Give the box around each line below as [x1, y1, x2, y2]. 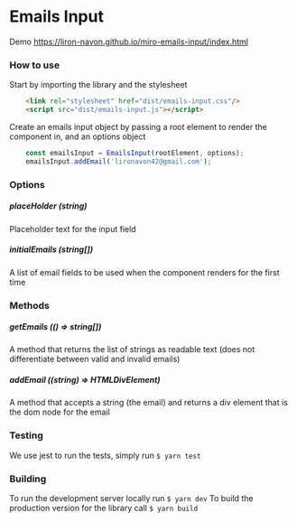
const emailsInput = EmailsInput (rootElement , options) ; [25, 148, 245, 157]
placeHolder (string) [9, 200, 88, 211]
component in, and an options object [9, 131, 146, 142]
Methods [9, 299, 50, 312]
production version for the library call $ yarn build [9, 503, 199, 514]
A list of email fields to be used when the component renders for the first [9, 266, 280, 277]
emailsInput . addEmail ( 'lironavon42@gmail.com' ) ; [25, 156, 212, 166]
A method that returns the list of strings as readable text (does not [9, 344, 255, 355]
